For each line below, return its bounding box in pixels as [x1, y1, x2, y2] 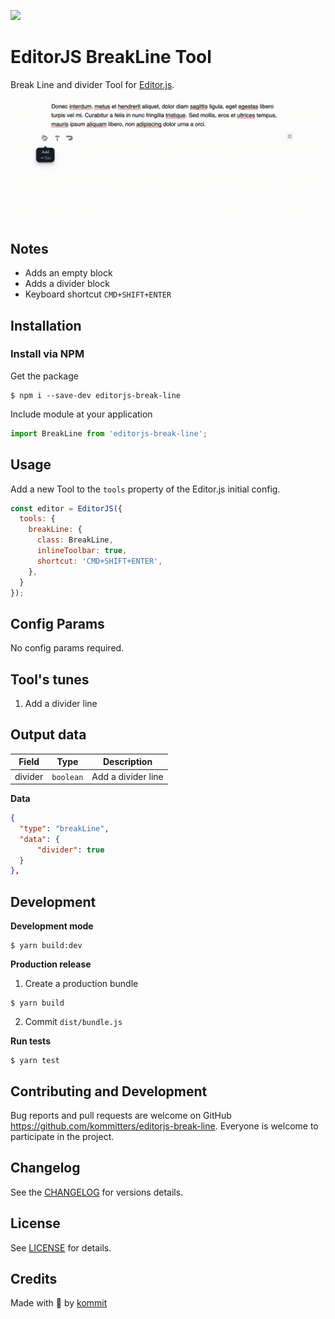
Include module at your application [10, 408, 153, 420]
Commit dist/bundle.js [24, 1016, 123, 1028]
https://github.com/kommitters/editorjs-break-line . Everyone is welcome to [10, 1120, 319, 1132]
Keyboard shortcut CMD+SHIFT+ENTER [24, 288, 172, 300]
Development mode [10, 920, 94, 932]
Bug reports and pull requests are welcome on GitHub [10, 1109, 232, 1121]
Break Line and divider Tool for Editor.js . [10, 78, 175, 90]
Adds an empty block [24, 267, 113, 279]
